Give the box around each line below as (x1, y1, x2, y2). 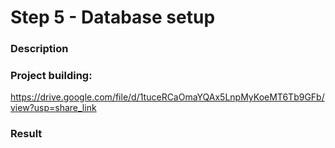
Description (10, 42, 69, 56)
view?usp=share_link (10, 102, 97, 114)
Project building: (10, 69, 93, 83)
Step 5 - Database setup (10, 6, 216, 29)
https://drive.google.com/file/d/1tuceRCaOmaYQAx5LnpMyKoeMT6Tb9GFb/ (10, 91, 325, 103)
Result (10, 127, 43, 141)
